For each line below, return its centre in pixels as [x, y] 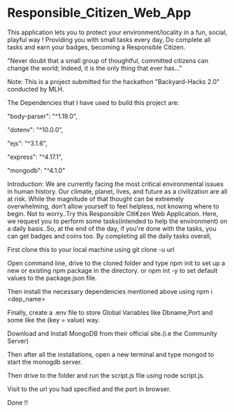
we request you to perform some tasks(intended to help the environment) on [117, 221]
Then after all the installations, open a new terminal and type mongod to [111, 354]
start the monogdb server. [45, 362]
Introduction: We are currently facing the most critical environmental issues [116, 184]
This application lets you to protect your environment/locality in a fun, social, [117, 32]
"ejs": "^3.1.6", [27, 143]
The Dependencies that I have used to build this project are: [93, 102]
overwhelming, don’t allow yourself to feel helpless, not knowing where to [113, 206]
